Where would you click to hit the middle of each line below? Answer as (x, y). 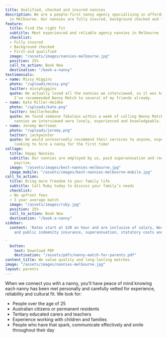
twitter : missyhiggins (33, 88)
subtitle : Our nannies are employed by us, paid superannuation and (82, 158)
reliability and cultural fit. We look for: (43, 294)
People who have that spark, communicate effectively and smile (78, 325)
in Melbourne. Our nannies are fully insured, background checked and (84, 19)
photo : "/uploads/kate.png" (39, 107)
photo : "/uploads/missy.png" (40, 84)
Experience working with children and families (60, 319)
